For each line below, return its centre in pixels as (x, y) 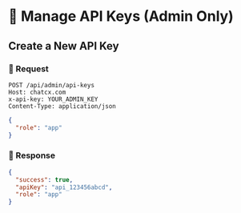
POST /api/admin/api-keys (51, 85)
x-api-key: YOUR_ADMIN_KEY (53, 99)
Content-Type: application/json (62, 106)
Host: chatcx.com (37, 92)
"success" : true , (44, 179)
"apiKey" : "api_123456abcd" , (64, 187)
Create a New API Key (64, 46)
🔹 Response (32, 155)
